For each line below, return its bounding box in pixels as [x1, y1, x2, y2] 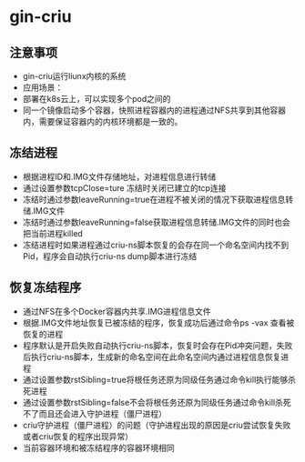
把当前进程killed [22, 227, 84, 238]
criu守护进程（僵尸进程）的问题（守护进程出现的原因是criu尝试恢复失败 [22, 419, 291, 430]
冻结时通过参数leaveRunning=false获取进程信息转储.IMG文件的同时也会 [22, 216, 290, 227]
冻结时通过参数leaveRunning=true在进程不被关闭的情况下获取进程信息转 [22, 194, 294, 205]
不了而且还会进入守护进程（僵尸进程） [22, 407, 167, 419]
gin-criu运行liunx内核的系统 [22, 71, 127, 81]
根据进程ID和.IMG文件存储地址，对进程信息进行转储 [22, 171, 217, 182]
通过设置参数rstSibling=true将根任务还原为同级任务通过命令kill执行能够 [22, 374, 289, 385]
